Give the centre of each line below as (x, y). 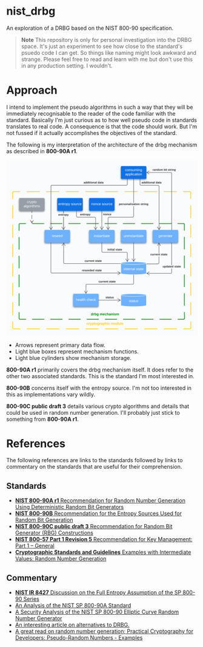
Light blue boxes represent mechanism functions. (77, 351)
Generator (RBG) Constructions (54, 533)
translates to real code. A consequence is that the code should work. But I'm (102, 126)
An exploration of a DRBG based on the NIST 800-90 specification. (90, 28)
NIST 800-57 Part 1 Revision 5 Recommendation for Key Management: (104, 539)
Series (31, 599)
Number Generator (38, 618)
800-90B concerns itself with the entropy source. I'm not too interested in (99, 388)
